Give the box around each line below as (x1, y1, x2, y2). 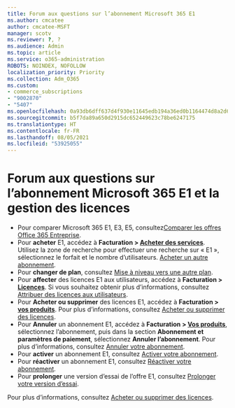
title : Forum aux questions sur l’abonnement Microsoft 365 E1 (7, 10, 196, 17)
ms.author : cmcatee (7, 17, 64, 24)
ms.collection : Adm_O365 (7, 75, 80, 83)
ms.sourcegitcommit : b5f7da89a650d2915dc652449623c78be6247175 (7, 114, 196, 121)
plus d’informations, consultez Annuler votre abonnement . (17, 342, 185, 351)
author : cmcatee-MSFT (7, 23, 71, 30)
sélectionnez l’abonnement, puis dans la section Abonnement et (17, 328, 204, 336)
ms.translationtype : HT (7, 120, 77, 128)
